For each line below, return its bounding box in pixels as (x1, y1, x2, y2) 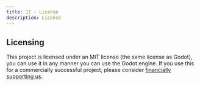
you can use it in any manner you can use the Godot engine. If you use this (6, 60, 195, 67)
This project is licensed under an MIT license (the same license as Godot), (6, 53, 193, 61)
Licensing (6, 37, 45, 48)
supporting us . (6, 73, 43, 80)
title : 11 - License (6, 9, 59, 15)
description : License (6, 15, 62, 21)
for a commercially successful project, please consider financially (6, 66, 171, 74)
